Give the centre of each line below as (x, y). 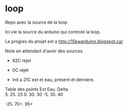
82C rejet (22, 60)
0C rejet (20, 70)
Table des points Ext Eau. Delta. (37, 89)
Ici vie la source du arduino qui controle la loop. (53, 32)
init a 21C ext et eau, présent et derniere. (53, 79)
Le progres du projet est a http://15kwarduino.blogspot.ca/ (64, 41)
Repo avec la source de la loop (36, 22)
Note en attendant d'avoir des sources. (45, 51)
